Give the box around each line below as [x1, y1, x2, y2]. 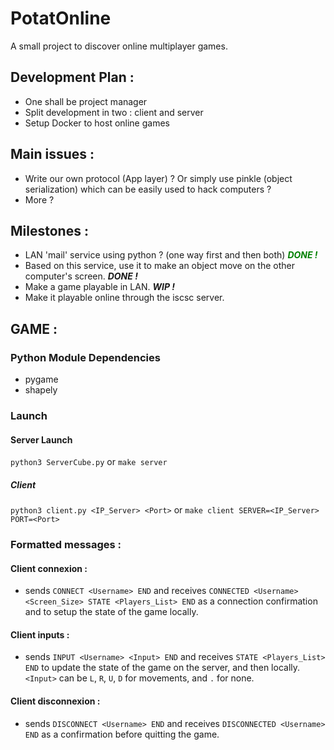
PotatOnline [10, 7, 112, 30]
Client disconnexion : [10, 695, 101, 707]
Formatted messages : [10, 538, 122, 552]
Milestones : [10, 222, 89, 239]
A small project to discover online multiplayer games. [10, 40, 228, 52]
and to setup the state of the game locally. [24, 606, 199, 618]
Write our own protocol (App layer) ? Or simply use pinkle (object [24, 172, 293, 184]
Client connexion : [10, 562, 88, 574]
